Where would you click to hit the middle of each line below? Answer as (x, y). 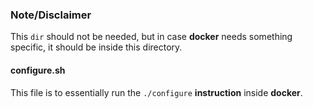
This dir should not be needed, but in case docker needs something (151, 37)
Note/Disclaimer (51, 15)
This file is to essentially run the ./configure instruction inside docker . (156, 92)
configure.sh (38, 70)
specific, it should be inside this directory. (96, 47)
